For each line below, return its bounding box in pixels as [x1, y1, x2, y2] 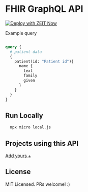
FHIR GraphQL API [5, 3, 83, 15]
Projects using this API [5, 139, 79, 148]
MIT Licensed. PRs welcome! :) [5, 181, 70, 187]
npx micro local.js [10, 125, 51, 130]
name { [18, 64, 33, 69]
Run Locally [5, 111, 43, 120]
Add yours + [5, 152, 32, 159]
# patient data [10, 49, 42, 54]
